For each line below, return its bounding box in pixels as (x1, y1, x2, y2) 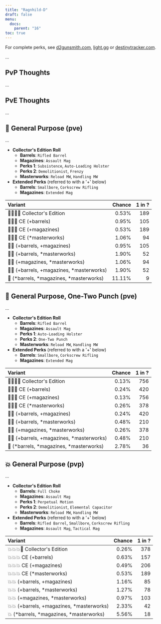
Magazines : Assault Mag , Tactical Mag (19, 525, 100, 531)
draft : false (5, 12, 32, 17)
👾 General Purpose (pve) (5, 124, 83, 133)
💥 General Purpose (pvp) (5, 460, 84, 468)
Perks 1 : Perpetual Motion (19, 499, 74, 505)
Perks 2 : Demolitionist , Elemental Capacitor (19, 504, 113, 510)
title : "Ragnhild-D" (5, 7, 48, 13)
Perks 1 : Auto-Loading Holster (19, 331, 83, 337)
